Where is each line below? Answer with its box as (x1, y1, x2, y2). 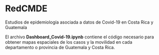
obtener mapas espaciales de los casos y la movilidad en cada (5, 39, 132, 45)
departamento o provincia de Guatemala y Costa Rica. (5, 44, 115, 50)
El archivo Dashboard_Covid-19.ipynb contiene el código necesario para (5, 34, 154, 40)
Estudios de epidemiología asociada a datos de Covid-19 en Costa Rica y (5, 19, 154, 25)
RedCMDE (5, 3, 48, 14)
